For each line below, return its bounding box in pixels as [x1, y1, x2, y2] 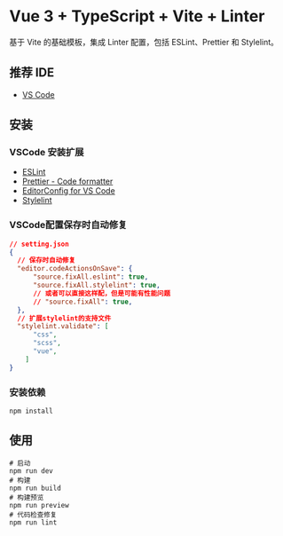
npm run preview [9, 501, 69, 509]
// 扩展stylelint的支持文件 [17, 313, 112, 323]
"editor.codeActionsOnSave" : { [17, 264, 133, 273]
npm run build [9, 484, 62, 493]
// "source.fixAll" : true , [32, 297, 133, 306]
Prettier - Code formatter [21, 176, 114, 187]
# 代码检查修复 [9, 510, 58, 519]
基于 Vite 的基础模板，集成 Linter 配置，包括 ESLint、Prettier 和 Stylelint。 [9, 36, 279, 47]
